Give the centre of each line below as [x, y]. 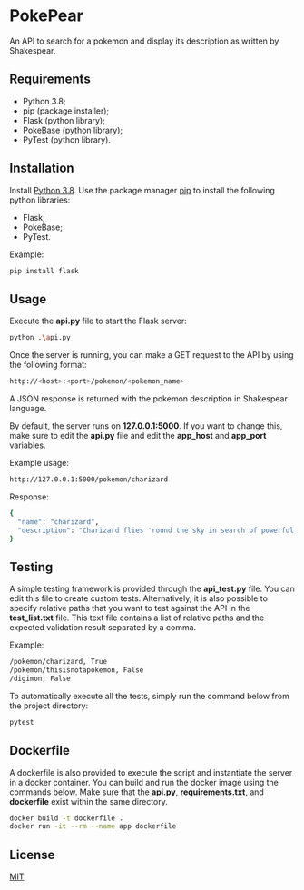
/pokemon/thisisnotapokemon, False [77, 670]
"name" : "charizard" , [59, 522]
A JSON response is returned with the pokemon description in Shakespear [148, 399]
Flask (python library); [64, 120]
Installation [42, 168]
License [32, 855]
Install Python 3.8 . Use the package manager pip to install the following [142, 190]
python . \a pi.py [40, 338]
